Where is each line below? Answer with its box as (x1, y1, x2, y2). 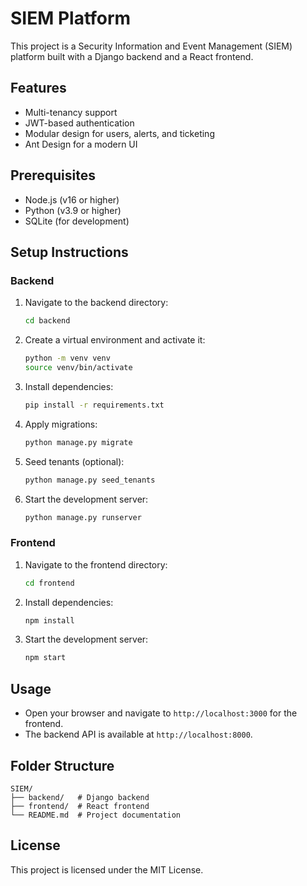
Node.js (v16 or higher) (24, 193, 120, 206)
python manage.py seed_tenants (24, 475, 156, 485)
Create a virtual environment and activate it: (24, 334, 206, 346)
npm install (24, 615, 75, 626)
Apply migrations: (24, 418, 98, 430)
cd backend (24, 316, 71, 326)
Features (10, 80, 67, 97)
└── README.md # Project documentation (10, 810, 182, 820)
